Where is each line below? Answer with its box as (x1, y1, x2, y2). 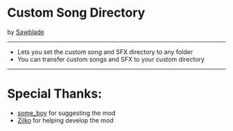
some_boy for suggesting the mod (17, 109, 116, 117)
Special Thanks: (7, 86, 103, 102)
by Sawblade (7, 28, 44, 36)
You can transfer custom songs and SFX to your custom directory (17, 55, 205, 63)
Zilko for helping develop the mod (17, 116, 114, 124)
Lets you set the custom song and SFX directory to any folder (17, 47, 193, 56)
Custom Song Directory (7, 5, 146, 21)
